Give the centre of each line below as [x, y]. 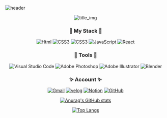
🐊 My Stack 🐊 [86, 31]
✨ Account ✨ [86, 79]
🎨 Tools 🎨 [86, 55]
